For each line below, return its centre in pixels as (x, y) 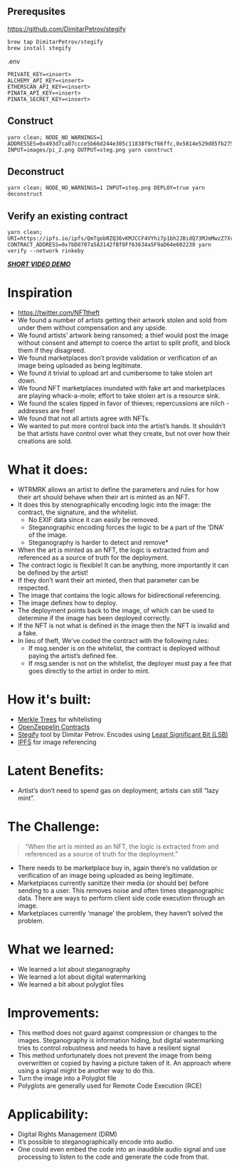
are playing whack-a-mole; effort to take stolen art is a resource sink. (119, 396)
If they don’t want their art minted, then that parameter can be (108, 580)
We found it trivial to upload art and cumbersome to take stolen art (115, 373)
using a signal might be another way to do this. (86, 1071)
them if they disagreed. (52, 351)
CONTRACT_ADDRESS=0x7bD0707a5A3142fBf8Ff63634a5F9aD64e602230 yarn (110, 245)
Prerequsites (37, 12)
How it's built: (49, 700)
